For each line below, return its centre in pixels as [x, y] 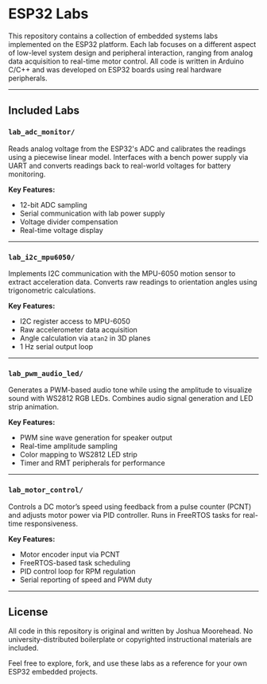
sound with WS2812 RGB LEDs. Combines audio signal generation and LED [131, 398]
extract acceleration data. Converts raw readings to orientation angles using [133, 282]
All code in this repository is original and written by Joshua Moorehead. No [131, 631]
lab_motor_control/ [46, 490]
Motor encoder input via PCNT [70, 554]
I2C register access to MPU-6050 [75, 321]
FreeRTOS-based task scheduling [75, 562]
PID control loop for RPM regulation [78, 571]
